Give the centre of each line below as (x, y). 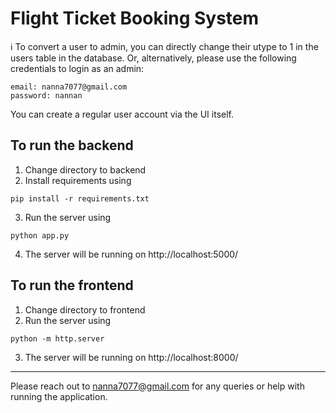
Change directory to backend (85, 169)
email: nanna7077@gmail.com (69, 87)
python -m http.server (57, 338)
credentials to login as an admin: (77, 68)
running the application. (59, 396)
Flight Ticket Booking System (135, 18)
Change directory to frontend (85, 309)
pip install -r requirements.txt (80, 198)
